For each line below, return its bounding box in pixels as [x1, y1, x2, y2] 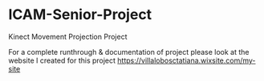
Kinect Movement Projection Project [8, 32, 128, 41]
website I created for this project [8, 56, 116, 65]
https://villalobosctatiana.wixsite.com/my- [117, 56, 256, 65]
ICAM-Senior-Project [8, 6, 152, 24]
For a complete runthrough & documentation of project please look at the [8, 47, 250, 56]
